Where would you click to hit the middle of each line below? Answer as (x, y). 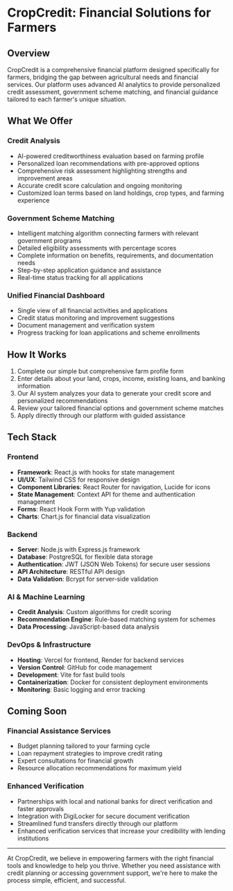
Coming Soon (37, 712)
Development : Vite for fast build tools (71, 674)
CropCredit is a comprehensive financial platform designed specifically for (113, 70)
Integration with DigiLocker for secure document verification (103, 816)
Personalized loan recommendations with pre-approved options (108, 163)
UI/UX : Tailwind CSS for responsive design (78, 480)
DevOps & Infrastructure (49, 645)
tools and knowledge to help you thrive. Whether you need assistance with (114, 865)
